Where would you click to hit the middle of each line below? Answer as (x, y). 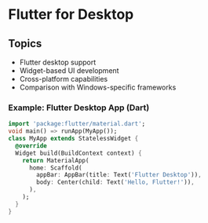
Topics (25, 44)
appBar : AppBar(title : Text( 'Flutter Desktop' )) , (119, 175)
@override (31, 146)
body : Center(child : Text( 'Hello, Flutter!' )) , (115, 182)
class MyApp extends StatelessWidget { (73, 139)
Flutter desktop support (58, 62)
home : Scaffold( (55, 168)
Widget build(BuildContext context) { (79, 153)
